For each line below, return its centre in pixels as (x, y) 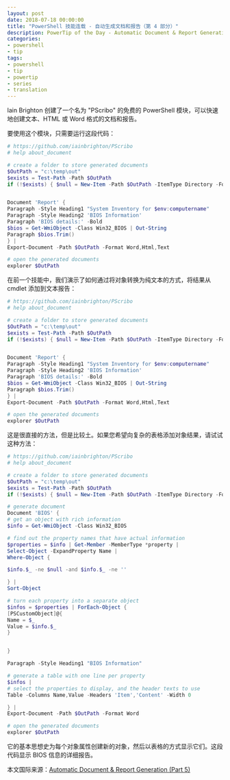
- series (20, 84)
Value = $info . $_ (32, 626)
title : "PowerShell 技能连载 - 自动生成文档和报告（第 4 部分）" (93, 26)
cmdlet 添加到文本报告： (42, 289)
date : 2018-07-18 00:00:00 (46, 20)
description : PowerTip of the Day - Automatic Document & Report (102, 33)
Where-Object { (29, 557)
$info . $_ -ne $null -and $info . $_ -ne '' (67, 570)
